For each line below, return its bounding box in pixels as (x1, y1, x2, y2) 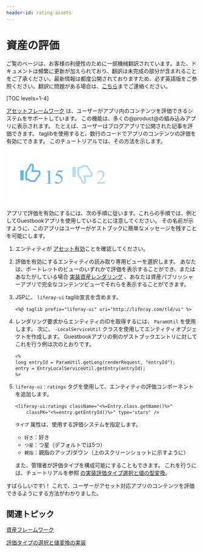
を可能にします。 (6, 232, 48, 239)
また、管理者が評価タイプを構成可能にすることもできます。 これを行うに (15, 461, 197, 469)
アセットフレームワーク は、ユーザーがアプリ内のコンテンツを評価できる (6, 107, 188, 115)
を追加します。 (15, 390, 53, 397)
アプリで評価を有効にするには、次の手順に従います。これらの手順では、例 (6, 209, 192, 216)
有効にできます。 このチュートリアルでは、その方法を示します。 (6, 137, 166, 145)
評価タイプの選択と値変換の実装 (6, 539, 86, 547)
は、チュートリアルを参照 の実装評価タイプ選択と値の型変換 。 (15, 469, 171, 476)
